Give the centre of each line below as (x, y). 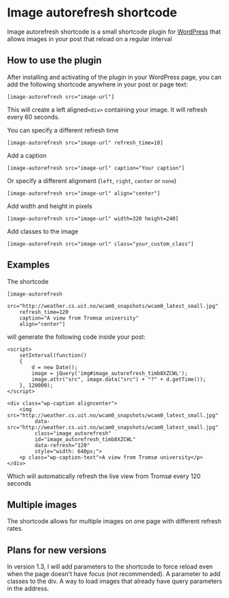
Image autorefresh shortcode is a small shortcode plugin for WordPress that (114, 32)
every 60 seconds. (33, 117)
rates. (15, 529)
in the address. (28, 588)
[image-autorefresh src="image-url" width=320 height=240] (93, 218)
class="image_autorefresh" (73, 433)
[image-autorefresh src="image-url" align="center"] (84, 193)
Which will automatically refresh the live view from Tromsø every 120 (104, 476)
